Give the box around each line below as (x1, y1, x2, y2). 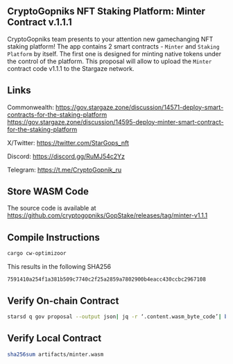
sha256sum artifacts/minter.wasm (7, 351, 104, 358)
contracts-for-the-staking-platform (7, 110, 107, 119)
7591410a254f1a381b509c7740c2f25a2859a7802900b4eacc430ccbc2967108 (7, 276, 207, 283)
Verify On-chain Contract (7, 295, 119, 306)
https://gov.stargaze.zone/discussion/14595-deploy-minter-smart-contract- (7, 117, 224, 126)
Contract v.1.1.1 (7, 17, 72, 28)
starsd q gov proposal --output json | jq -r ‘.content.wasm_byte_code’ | (7, 313, 222, 320)
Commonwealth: (7, 103, 54, 111)
